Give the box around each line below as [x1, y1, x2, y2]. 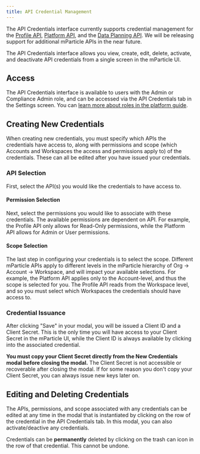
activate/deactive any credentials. [6, 424, 90, 431]
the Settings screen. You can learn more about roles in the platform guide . [6, 102, 188, 109]
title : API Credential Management [6, 8, 93, 15]
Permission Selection [6, 196, 60, 203]
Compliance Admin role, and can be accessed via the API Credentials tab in [6, 95, 192, 102]
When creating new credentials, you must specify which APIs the [6, 135, 166, 142]
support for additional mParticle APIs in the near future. [6, 38, 142, 45]
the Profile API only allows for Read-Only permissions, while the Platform [6, 222, 185, 229]
